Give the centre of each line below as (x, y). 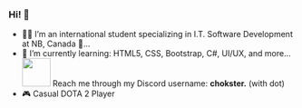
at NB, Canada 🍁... (56, 44)
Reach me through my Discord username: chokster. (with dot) (168, 83)
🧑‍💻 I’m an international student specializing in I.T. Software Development (157, 34)
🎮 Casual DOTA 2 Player (68, 93)
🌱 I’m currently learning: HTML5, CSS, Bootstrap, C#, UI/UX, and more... (156, 54)
